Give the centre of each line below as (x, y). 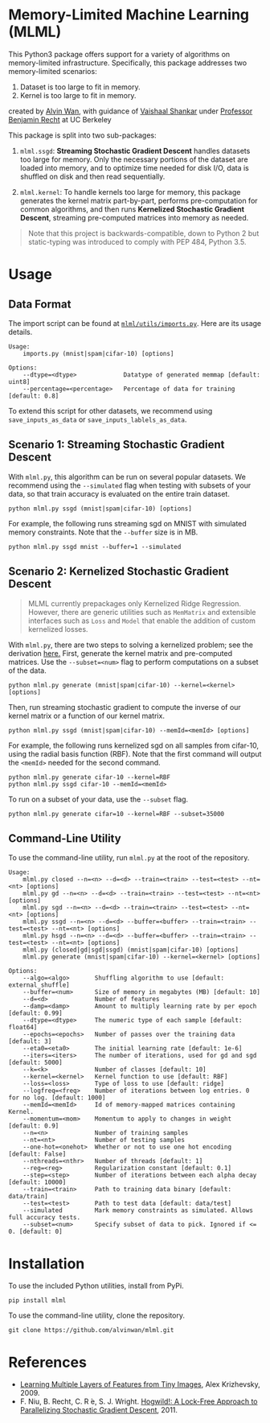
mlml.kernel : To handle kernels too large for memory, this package (130, 192)
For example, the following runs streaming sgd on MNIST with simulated (127, 523)
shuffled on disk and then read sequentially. (92, 176)
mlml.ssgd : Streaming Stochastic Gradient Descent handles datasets (135, 151)
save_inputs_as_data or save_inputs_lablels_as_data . (98, 419)
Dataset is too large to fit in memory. (80, 87)
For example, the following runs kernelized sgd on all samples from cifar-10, (134, 745)
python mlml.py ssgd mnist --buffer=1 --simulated (95, 547)
